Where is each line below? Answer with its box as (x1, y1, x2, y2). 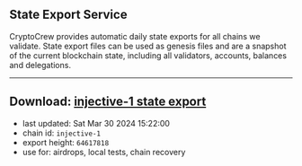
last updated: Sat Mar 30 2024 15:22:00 (22, 118, 171, 128)
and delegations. (9, 59, 72, 70)
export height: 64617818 (22, 136, 110, 147)
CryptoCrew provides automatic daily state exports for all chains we (9, 31, 261, 41)
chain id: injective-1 (22, 127, 102, 138)
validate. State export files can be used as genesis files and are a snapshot (9, 40, 287, 51)
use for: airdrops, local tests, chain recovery (22, 146, 186, 157)
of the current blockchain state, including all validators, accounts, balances (9, 49, 288, 61)
